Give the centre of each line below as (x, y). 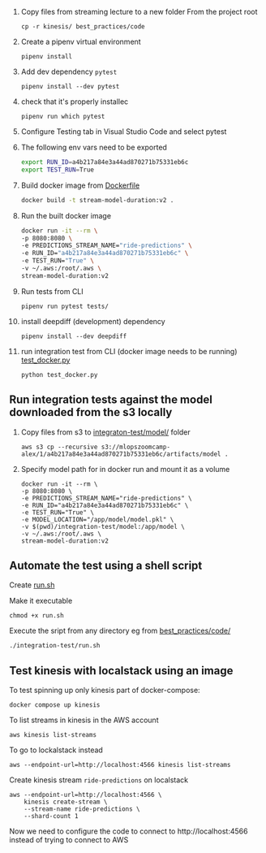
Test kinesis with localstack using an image (121, 671)
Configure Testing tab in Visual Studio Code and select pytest (124, 132)
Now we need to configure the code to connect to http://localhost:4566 (129, 831)
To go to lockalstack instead (56, 750)
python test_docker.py (59, 375)
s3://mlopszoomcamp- (136, 447)
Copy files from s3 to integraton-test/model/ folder (106, 432)
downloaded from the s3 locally (91, 412)
